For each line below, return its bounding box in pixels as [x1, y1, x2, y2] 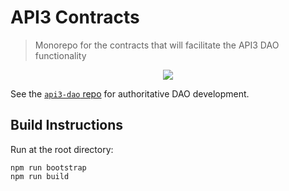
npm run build [10, 171, 70, 181]
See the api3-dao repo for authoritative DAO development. [10, 87, 250, 100]
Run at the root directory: [10, 143, 114, 155]
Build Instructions [10, 117, 124, 134]
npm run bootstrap [10, 162, 87, 173]
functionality [34, 49, 87, 61]
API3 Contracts [10, 6, 140, 29]
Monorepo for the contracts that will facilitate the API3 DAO [34, 39, 280, 51]
